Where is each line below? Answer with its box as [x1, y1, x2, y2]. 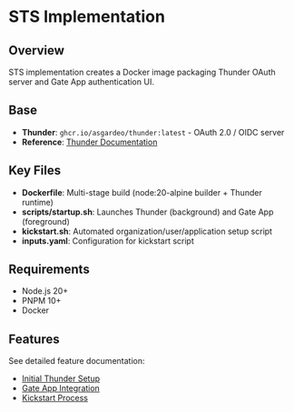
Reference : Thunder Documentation [21, 136, 158, 147]
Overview [8, 43, 65, 58]
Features [8, 331, 60, 347]
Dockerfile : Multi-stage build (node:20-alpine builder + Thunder [21, 186, 262, 197]
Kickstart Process [21, 393, 88, 404]
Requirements [8, 262, 90, 277]
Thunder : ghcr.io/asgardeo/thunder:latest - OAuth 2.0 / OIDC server [21, 126, 285, 137]
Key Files [8, 163, 61, 178]
